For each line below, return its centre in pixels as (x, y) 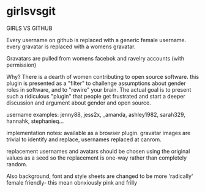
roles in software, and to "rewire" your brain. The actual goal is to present (99, 89)
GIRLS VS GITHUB (29, 28)
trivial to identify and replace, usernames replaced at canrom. (84, 139)
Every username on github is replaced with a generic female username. (96, 40)
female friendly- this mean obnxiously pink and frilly (72, 182)
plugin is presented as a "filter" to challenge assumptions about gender (96, 83)
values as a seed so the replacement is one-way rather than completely (97, 158)
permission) (21, 65)
